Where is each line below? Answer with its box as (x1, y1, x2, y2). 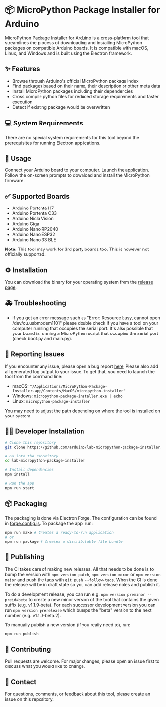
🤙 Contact (5, 678, 37, 686)
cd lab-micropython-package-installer (5, 458, 85, 463)
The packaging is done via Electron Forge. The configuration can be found (5, 515, 157, 521)
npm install (5, 472, 30, 477)
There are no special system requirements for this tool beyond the (5, 134, 140, 140)
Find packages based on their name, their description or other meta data (12, 83, 161, 89)
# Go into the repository (5, 454, 58, 459)
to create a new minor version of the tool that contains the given (28, 596, 159, 602)
